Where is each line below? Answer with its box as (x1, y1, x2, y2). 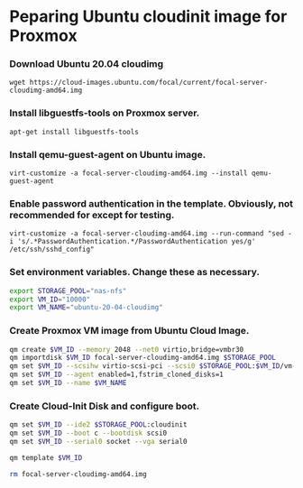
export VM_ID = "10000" (9, 295, 91, 304)
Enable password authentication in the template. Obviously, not (9, 198, 294, 209)
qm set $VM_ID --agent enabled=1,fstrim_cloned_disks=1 (9, 370, 224, 380)
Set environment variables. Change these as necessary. (9, 266, 260, 279)
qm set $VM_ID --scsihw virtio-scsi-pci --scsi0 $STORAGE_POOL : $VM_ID (9, 362, 280, 371)
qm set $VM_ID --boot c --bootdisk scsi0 (9, 428, 168, 438)
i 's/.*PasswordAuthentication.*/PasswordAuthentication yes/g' (9, 237, 256, 246)
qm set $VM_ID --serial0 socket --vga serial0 (9, 437, 188, 447)
